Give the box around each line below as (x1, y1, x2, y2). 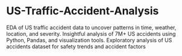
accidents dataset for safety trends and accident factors (6, 43, 146, 50)
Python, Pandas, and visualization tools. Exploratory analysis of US (6, 36, 172, 43)
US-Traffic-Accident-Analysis (6, 4, 159, 18)
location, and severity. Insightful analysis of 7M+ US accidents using (6, 30, 176, 37)
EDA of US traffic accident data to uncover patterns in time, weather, (6, 24, 177, 31)
